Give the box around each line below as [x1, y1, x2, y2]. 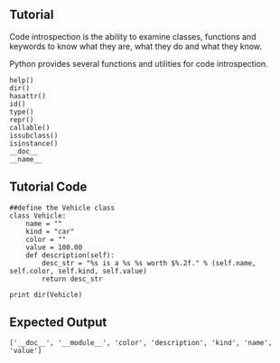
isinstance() [9, 139, 59, 148]
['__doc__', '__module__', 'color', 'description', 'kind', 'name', [9, 339, 273, 348]
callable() [9, 123, 51, 132]
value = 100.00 [25, 243, 83, 252]
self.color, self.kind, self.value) [9, 266, 147, 275]
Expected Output [9, 315, 107, 330]
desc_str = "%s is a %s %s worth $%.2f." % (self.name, [42, 258, 257, 267]
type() [9, 107, 34, 116]
